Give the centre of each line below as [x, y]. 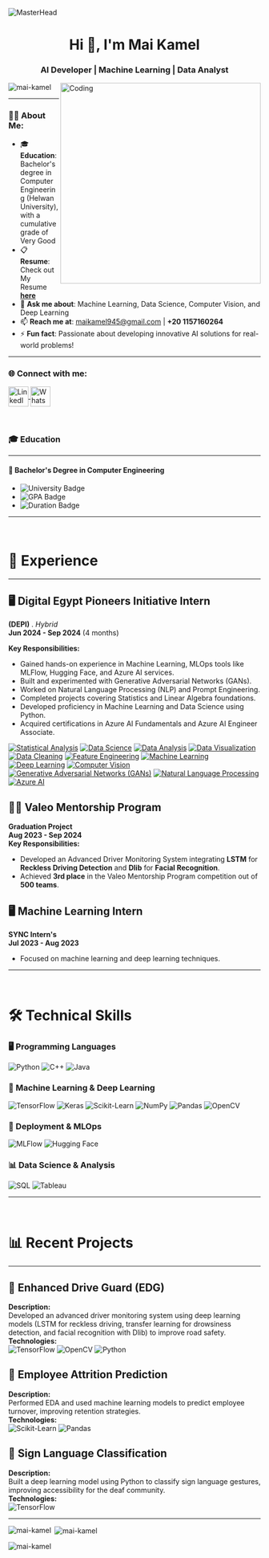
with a [30, 215]
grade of [34, 232]
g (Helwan [37, 198]
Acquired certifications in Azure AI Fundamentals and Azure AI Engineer [139, 724]
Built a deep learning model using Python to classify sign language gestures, [135, 1481]
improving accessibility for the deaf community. [87, 1490]
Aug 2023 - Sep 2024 [45, 835]
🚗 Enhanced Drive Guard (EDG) [86, 1288]
